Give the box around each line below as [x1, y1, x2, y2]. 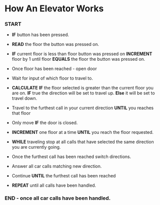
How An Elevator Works [4, 3, 104, 14]
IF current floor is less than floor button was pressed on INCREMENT [11, 51, 153, 57]
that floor [11, 110, 31, 116]
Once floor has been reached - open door [11, 66, 97, 72]
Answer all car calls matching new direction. [11, 164, 102, 169]
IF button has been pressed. [11, 32, 70, 38]
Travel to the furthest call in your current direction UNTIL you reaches [11, 105, 154, 111]
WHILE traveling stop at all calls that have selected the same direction [11, 139, 154, 145]
